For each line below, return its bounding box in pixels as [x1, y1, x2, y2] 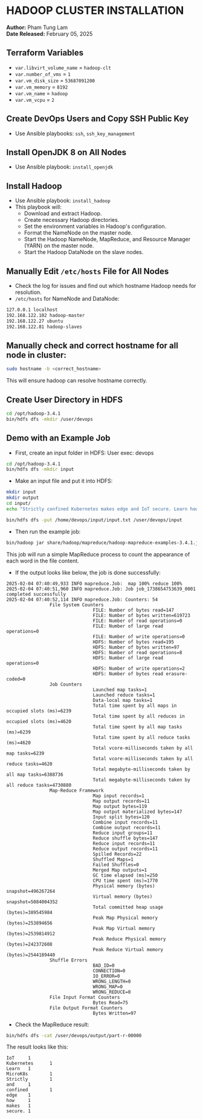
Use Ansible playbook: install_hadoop [14, 197, 111, 204]
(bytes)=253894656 [6, 920, 53, 926]
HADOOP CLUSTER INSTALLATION [6, 4, 184, 18]
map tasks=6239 [6, 750, 45, 757]
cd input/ [6, 501, 31, 507]
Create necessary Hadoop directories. [24, 216, 120, 224]
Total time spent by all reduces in [92, 713, 185, 719]
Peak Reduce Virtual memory [92, 946, 164, 952]
